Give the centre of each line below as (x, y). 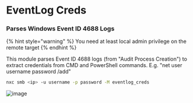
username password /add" (38, 72)
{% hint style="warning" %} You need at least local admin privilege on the (96, 41)
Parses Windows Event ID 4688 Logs (60, 29)
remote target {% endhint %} (41, 48)
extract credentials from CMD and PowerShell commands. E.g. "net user (94, 65)
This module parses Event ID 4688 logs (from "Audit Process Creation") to (97, 59)
